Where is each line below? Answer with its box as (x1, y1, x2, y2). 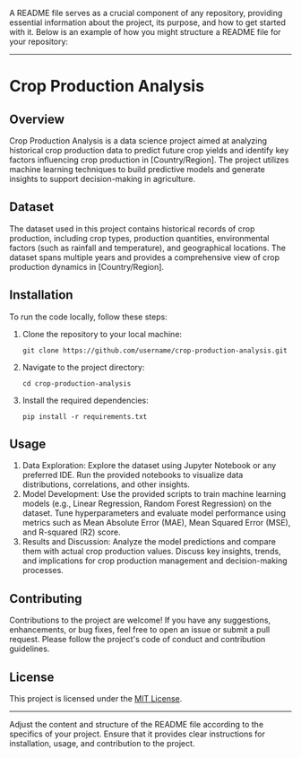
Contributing (9, 591, 82, 606)
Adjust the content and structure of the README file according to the (9, 719, 264, 730)
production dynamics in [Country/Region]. (9, 261, 164, 272)
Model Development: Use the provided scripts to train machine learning (21, 489, 287, 500)
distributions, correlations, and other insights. (21, 479, 191, 490)
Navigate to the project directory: (21, 362, 145, 372)
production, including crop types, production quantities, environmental (9, 232, 270, 243)
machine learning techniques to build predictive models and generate (9, 164, 266, 174)
